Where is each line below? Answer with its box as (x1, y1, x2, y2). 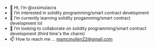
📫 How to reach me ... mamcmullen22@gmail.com (9, 36, 113, 42)
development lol (9, 20, 43, 26)
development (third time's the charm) (9, 31, 85, 36)
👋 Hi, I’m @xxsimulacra (9, 5, 56, 10)
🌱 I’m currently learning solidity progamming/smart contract (9, 15, 131, 21)
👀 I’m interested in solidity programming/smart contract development (9, 10, 149, 16)
